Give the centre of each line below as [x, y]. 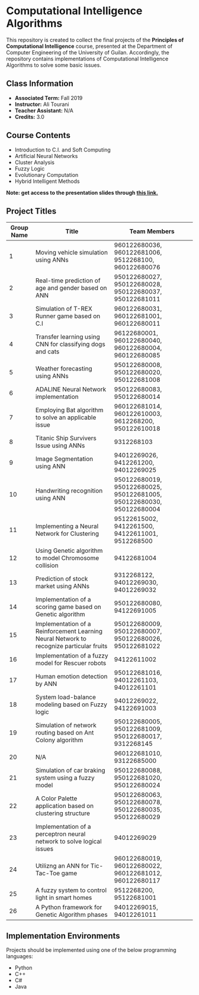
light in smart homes [64, 898]
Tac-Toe [48, 873]
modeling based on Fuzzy [71, 704]
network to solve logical [68, 842]
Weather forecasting [64, 369]
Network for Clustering [67, 534]
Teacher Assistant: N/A [44, 110]
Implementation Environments [63, 936]
